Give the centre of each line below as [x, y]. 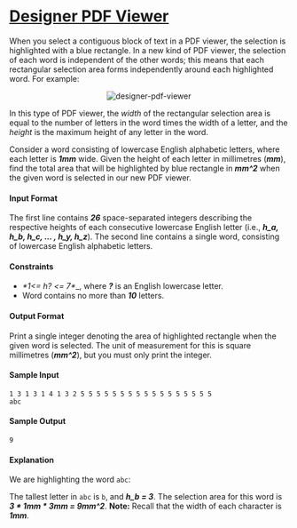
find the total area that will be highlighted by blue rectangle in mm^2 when [145, 168]
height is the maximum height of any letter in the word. [109, 132]
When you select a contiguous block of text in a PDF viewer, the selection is [148, 41]
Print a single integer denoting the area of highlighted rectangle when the [143, 336]
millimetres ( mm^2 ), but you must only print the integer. [111, 355]
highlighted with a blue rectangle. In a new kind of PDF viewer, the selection [148, 50]
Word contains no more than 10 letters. [93, 296]
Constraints [31, 266]
